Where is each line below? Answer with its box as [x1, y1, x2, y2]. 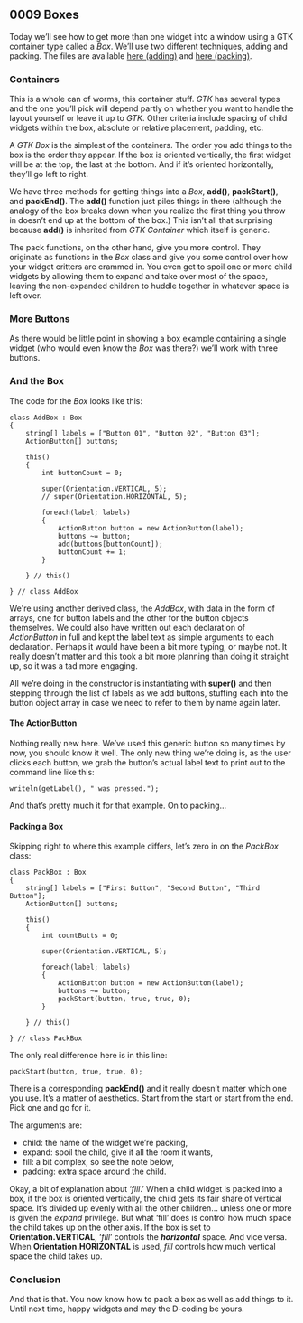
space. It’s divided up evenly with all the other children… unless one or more [9, 1203, 292, 1214]
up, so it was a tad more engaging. [9, 660, 138, 671]
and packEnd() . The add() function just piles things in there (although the [9, 196, 282, 207]
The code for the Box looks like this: [9, 395, 142, 406]
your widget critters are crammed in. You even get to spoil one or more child [9, 261, 293, 272]
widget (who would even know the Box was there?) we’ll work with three [9, 342, 278, 353]
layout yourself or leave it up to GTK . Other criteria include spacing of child [9, 113, 288, 124]
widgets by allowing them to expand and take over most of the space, [9, 271, 269, 282]
